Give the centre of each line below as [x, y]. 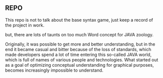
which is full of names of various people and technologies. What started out [82, 60]
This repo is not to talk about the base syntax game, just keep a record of [79, 20]
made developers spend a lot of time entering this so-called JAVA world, [78, 54]
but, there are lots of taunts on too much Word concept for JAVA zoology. [79, 34]
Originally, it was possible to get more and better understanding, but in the [80, 44]
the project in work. [25, 25]
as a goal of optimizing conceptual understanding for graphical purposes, [80, 65]
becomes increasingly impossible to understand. [54, 70]
